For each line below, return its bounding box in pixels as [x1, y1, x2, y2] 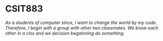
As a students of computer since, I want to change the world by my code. [5, 19, 157, 25]
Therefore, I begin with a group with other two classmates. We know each [5, 24, 158, 30]
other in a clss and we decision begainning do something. [5, 30, 125, 36]
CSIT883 [5, 3, 44, 14]
